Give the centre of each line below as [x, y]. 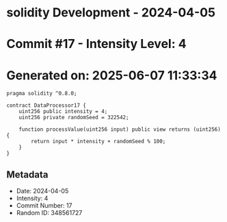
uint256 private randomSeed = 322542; [74, 118]
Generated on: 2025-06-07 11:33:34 [112, 75]
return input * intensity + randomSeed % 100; [98, 142]
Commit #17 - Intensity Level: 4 [96, 44]
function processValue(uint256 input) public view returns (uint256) [120, 129]
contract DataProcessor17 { [46, 106]
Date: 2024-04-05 [42, 191]
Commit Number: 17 [44, 206]
